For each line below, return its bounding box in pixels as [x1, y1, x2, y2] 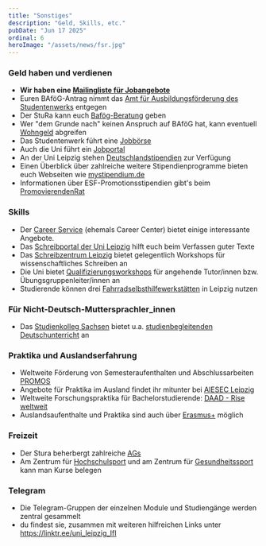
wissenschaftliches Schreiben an [19, 258, 129, 268]
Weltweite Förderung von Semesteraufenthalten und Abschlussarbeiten [19, 368, 254, 378]
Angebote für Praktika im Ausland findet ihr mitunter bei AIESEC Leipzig [19, 385, 255, 394]
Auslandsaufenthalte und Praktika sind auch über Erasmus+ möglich [19, 410, 244, 420]
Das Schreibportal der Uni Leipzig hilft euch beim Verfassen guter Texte [19, 242, 256, 251]
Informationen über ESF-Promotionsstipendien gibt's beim [19, 178, 210, 188]
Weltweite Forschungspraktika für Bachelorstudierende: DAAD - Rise [19, 393, 245, 403]
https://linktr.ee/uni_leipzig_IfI [19, 528, 117, 537]
